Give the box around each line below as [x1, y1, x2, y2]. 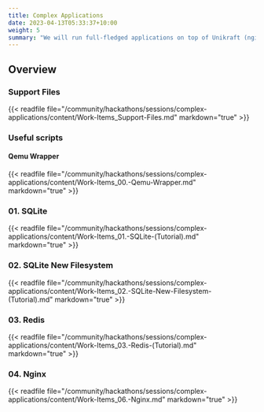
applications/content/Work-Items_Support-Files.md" [8, 112, 178, 122]
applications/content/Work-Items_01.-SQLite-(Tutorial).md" [8, 232, 200, 241]
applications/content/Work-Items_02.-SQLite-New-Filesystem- [8, 286, 212, 295]
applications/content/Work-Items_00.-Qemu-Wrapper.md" [8, 178, 196, 187]
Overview [8, 62, 57, 76]
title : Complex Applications [8, 11, 104, 20]
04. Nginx [8, 368, 47, 379]
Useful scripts [8, 132, 64, 143]
